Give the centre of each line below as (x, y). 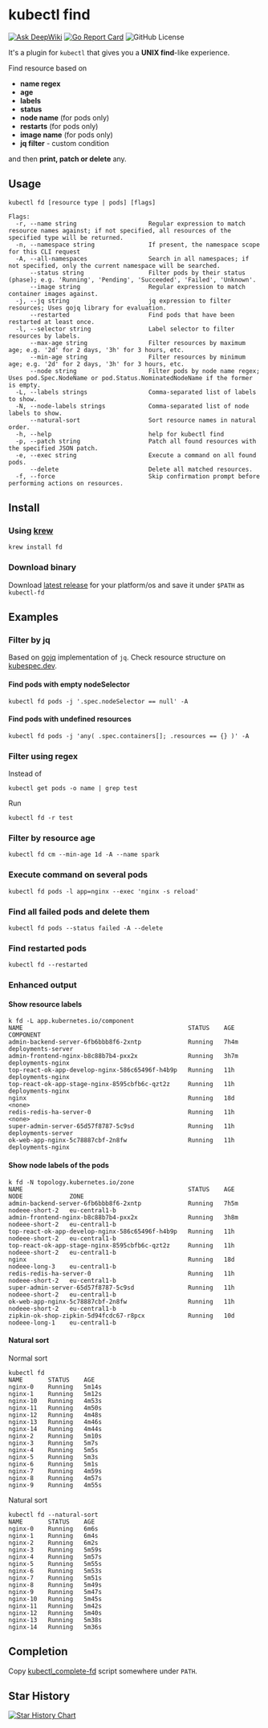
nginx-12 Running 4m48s (55, 1415)
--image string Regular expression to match (138, 286)
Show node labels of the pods (59, 1166)
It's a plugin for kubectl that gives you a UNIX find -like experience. (119, 52)
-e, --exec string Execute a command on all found (136, 455)
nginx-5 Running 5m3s (53, 1457)
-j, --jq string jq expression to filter (123, 301)
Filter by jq (29, 640)
